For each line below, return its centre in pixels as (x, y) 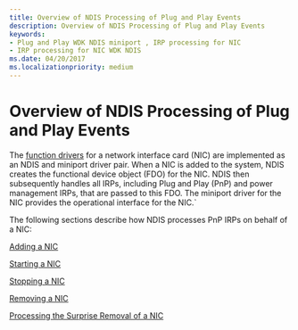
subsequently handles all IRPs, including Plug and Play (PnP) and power (141, 183)
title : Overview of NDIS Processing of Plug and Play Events (125, 17)
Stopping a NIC (37, 281)
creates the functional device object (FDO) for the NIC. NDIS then (129, 174)
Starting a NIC (35, 263)
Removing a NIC (39, 298)
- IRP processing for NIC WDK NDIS (75, 51)
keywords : (28, 34)
